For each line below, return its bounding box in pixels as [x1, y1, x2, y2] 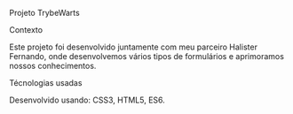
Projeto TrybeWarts [9, 8, 80, 18]
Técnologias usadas [9, 78, 83, 87]
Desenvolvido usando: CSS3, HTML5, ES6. [9, 95, 166, 105]
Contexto [9, 25, 43, 34]
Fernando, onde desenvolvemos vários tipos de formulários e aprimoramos [9, 51, 284, 61]
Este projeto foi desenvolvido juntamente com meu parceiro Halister [9, 42, 257, 52]
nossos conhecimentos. [9, 61, 97, 71]
